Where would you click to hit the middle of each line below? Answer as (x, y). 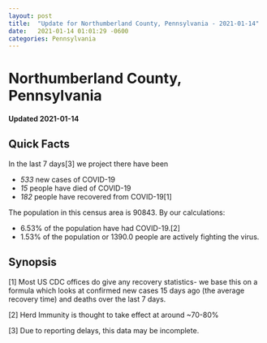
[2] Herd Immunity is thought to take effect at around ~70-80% (114, 315)
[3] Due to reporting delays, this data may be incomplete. (104, 330)
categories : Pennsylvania (52, 39)
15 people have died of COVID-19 (75, 188)
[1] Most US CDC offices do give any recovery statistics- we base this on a (133, 281)
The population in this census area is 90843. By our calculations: (117, 212)
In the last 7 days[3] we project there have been (88, 164)
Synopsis (32, 262)
